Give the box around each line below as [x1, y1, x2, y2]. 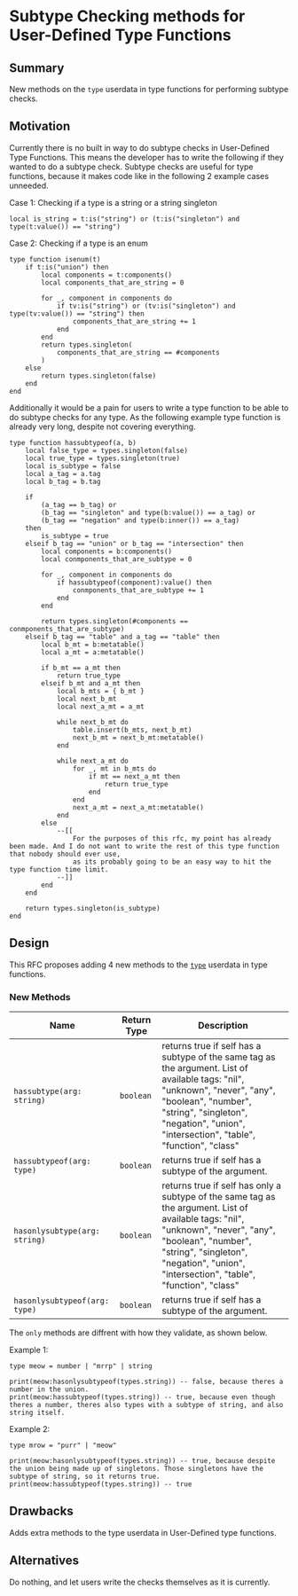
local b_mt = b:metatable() [41, 640, 145, 649]
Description [198, 1019, 248, 1031]
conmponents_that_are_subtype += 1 [72, 585, 204, 595]
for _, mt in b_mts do [72, 764, 157, 773]
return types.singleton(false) [41, 371, 157, 380]
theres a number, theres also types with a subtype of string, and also [9, 1400, 284, 1409]
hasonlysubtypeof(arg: [13, 1295, 109, 1305]
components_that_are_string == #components [56, 348, 220, 356]
